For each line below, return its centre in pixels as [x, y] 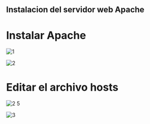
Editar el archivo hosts [62, 87]
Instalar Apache [46, 35]
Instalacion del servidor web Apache [75, 10]
